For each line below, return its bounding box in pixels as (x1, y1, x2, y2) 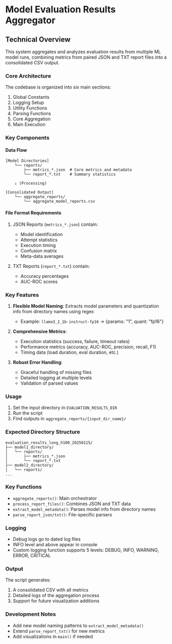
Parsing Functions (12, 111, 51, 117)
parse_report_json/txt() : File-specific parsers (12, 511, 112, 517)
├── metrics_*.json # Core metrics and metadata (24, 167, 132, 173)
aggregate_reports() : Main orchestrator (12, 495, 97, 501)
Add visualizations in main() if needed (12, 633, 93, 639)
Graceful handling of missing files (20, 369, 92, 375)
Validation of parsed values (20, 380, 79, 386)
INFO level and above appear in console (12, 542, 98, 548)
